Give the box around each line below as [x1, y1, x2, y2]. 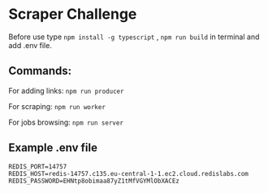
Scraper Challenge [8, 5, 137, 24]
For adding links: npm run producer [8, 86, 124, 95]
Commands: [8, 64, 72, 78]
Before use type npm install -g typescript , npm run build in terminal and [8, 32, 260, 42]
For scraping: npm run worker [8, 101, 106, 111]
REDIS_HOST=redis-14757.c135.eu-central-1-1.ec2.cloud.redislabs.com [8, 169, 249, 178]
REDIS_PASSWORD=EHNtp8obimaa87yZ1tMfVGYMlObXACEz [8, 177, 180, 185]
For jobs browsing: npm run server [8, 117, 124, 127]
